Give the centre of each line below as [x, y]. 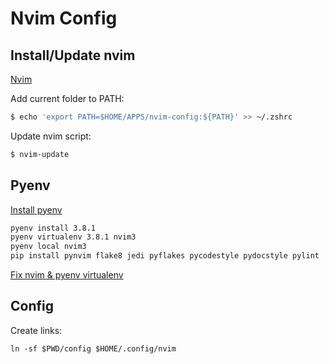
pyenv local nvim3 [48, 247]
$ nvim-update [40, 154]
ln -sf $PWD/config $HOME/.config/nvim [93, 348]
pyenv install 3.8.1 [53, 228]
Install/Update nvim [73, 55]
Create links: [36, 330]
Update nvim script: [51, 136]
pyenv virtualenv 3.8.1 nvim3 [73, 237]
